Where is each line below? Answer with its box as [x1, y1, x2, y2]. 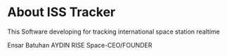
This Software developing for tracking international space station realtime [7, 27, 220, 36]
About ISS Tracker [7, 4, 116, 20]
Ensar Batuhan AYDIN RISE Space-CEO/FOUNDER [7, 41, 153, 49]
